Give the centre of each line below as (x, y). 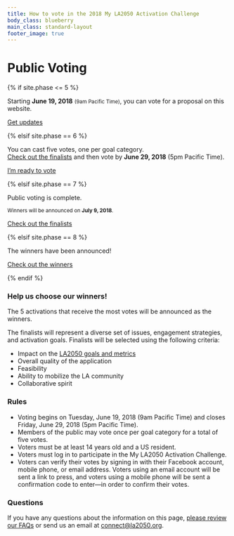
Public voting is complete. (45, 198)
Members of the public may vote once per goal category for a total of (118, 432)
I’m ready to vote (32, 171)
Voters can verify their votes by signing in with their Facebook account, (121, 462)
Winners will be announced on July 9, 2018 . (60, 211)
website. (20, 109)
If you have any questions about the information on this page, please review (117, 518)
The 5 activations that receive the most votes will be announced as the (110, 312)
